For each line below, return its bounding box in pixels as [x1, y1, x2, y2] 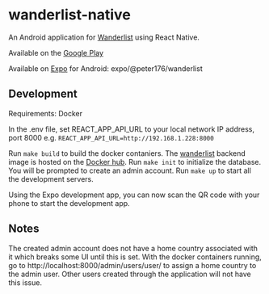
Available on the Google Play [8, 48, 103, 57]
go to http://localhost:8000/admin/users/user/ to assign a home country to [8, 260, 257, 270]
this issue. [8, 277, 43, 288]
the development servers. [8, 174, 95, 183]
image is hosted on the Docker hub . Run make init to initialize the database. [8, 157, 262, 166]
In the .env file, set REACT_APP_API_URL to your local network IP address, [8, 124, 254, 134]
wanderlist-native [8, 6, 131, 24]
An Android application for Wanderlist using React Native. [8, 32, 200, 42]
